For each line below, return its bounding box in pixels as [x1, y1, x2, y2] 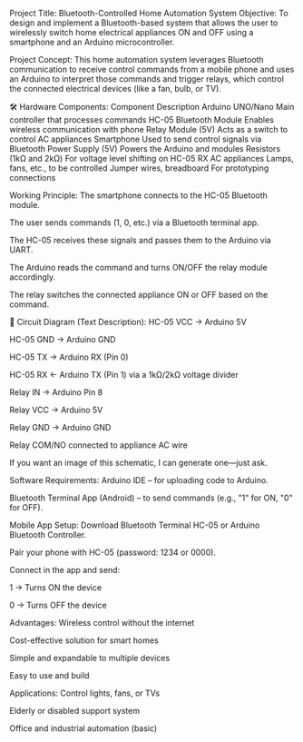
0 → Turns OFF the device [9, 599, 107, 610]
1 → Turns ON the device [9, 582, 103, 593]
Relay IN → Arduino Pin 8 [9, 387, 103, 398]
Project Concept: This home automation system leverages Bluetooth [9, 54, 265, 64]
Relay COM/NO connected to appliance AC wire [9, 440, 189, 450]
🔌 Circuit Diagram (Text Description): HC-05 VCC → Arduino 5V [9, 317, 247, 327]
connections [9, 173, 56, 183]
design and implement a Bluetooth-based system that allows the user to [9, 17, 279, 28]
